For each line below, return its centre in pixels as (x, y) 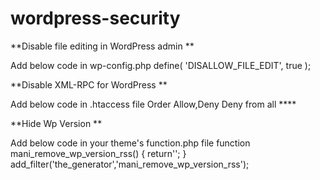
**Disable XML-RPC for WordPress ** (89, 84)
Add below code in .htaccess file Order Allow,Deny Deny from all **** (153, 104)
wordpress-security (95, 18)
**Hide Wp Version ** (56, 123)
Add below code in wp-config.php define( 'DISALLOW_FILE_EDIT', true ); (161, 65)
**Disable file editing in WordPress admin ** (102, 46)
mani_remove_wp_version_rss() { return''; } (98, 153)
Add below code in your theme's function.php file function (130, 143)
